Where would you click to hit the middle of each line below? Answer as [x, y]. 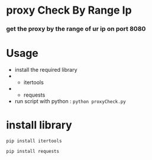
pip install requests [33, 151]
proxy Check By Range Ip [69, 10]
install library [39, 125]
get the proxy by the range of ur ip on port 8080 [76, 29]
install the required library [46, 70]
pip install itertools [34, 141]
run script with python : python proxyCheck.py [70, 101]
